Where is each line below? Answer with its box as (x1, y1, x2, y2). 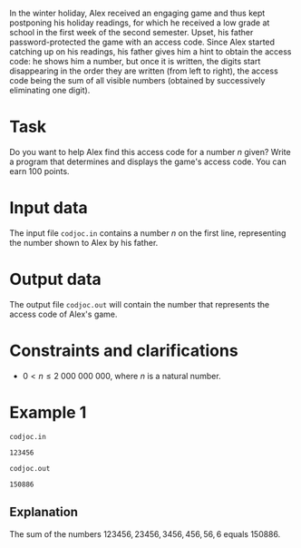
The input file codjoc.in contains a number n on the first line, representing (9, 227, 286, 239)
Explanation (9, 504, 79, 520)
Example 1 (9, 402, 87, 423)
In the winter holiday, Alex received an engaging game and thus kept (9, 8, 266, 18)
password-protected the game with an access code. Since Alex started (9, 36, 275, 47)
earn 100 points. (9, 165, 70, 176)
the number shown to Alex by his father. (9, 237, 159, 248)
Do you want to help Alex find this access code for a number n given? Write (9, 146, 292, 157)
